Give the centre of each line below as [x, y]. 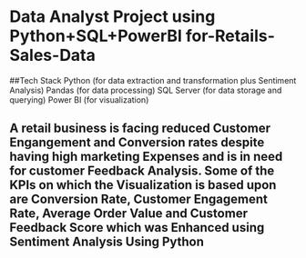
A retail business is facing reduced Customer [140, 129]
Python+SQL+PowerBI [96, 36]
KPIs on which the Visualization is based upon [143, 185]
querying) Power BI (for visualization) [79, 99]
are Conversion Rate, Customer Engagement [139, 199]
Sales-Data [52, 55]
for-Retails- [230, 36]
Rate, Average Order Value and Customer [129, 214]
